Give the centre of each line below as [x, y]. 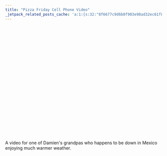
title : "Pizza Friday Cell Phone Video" [48, 10]
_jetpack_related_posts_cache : [38, 14]
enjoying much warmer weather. [38, 148]
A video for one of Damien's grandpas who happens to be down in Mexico [81, 143]
